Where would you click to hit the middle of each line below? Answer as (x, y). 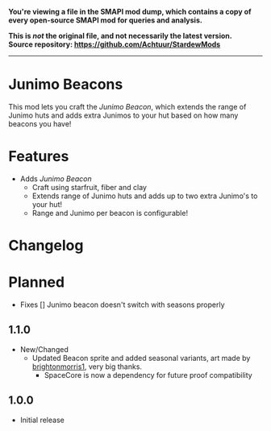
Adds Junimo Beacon (56, 178)
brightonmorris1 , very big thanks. (87, 367)
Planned (37, 282)
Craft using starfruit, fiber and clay (90, 187)
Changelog (46, 246)
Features (39, 157)
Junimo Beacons (66, 85)
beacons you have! (40, 123)
